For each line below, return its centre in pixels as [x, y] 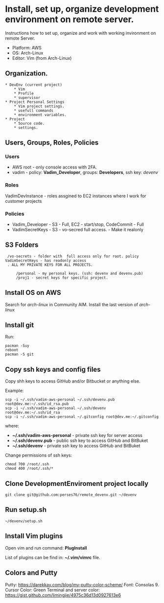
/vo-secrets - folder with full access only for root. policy [73, 256]
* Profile [24, 93]
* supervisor [27, 97]
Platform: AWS [27, 48]
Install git [20, 325]
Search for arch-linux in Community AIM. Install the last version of [72, 304]
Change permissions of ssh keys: [39, 455]
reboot [12, 350]
